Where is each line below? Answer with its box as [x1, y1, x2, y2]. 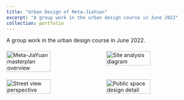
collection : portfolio [6, 20, 64, 26]
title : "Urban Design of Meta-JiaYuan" [6, 8, 108, 15]
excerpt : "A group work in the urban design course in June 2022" [6, 15, 179, 21]
